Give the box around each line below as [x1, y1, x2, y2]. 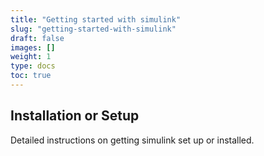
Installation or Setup [10, 107, 140, 125]
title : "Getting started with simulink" [10, 14, 182, 25]
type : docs [10, 61, 56, 71]
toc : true [10, 71, 52, 81]
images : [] [10, 42, 56, 53]
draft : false [10, 33, 65, 43]
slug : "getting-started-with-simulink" [10, 24, 177, 34]
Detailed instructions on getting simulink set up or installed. [10, 134, 255, 146]
